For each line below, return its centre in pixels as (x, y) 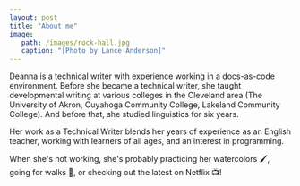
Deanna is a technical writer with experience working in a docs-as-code (142, 76)
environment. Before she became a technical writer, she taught (125, 86)
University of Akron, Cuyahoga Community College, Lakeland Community (145, 105)
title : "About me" (43, 26)
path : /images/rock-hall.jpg (75, 42)
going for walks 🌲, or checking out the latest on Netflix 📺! (116, 173)
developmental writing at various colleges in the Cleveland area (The (136, 96)
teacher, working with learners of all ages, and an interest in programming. (147, 141)
